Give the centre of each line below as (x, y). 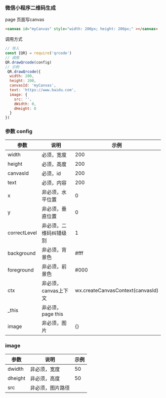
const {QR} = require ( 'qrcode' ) (38, 53)
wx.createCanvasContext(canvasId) (117, 290)
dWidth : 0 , (25, 104)
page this (52, 314)
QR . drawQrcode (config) (28, 62)
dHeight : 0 (25, 108)
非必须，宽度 (45, 369)
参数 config (19, 132)
